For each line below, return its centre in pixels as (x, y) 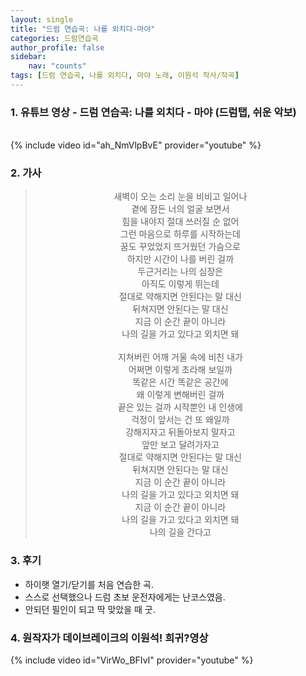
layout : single (42, 19)
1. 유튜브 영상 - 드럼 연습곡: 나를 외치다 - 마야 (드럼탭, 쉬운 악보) (153, 112)
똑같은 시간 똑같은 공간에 (180, 382)
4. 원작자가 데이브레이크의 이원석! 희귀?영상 (109, 638)
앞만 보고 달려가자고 (180, 445)
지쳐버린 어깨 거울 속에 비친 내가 (180, 357)
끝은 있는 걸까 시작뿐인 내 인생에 (180, 407)
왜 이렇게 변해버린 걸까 (180, 395)
